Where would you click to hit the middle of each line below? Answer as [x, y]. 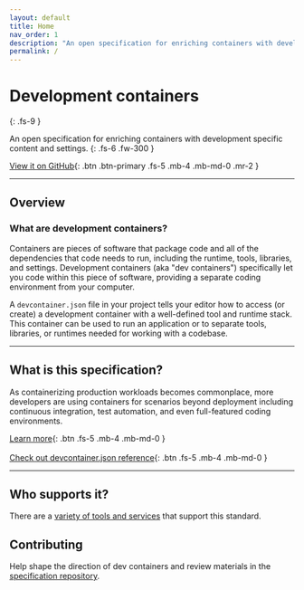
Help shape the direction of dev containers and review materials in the [140, 566]
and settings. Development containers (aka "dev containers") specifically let [152, 267]
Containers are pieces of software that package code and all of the [134, 248]
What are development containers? [89, 229]
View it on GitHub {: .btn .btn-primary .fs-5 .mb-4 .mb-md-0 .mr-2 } [134, 166]
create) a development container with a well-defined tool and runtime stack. [151, 314]
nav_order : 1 [34, 34]
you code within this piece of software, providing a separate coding [135, 277]
